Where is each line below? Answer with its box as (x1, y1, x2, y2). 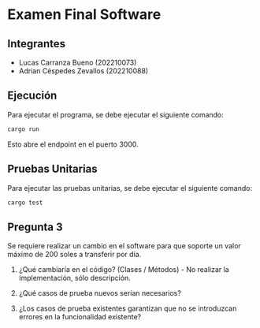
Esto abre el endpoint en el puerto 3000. (7, 140, 139, 149)
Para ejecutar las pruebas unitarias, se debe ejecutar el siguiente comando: (7, 183, 253, 192)
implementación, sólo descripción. (18, 274, 131, 283)
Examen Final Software (7, 6, 162, 24)
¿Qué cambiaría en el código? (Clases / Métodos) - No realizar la (18, 265, 229, 274)
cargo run (7, 125, 40, 133)
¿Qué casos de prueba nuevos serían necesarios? (18, 289, 182, 298)
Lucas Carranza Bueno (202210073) (18, 58, 137, 67)
